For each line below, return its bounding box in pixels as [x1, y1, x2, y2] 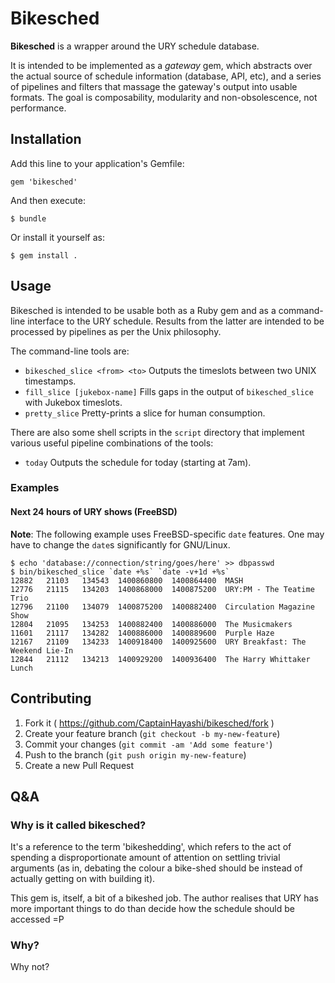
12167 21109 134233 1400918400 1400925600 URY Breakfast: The [10, 637, 307, 647]
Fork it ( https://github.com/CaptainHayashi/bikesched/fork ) [24, 717, 275, 729]
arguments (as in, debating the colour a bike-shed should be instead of [10, 862, 303, 874]
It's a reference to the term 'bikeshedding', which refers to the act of [10, 841, 292, 853]
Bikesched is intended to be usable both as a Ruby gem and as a [10, 304, 277, 316]
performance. [10, 102, 67, 114]
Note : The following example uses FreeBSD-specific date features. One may [10, 528, 325, 540]
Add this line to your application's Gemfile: [10, 157, 185, 169]
